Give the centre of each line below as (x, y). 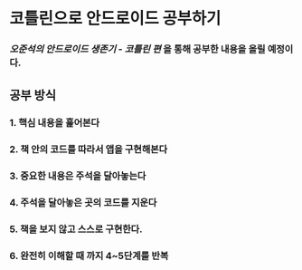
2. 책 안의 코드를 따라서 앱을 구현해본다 (89, 149)
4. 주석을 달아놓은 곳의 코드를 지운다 (83, 203)
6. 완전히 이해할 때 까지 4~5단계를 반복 (89, 256)
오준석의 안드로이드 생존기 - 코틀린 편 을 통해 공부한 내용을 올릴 (137, 49)
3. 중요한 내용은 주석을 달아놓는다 (78, 176)
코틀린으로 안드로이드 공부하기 (115, 19)
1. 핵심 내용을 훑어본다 (55, 123)
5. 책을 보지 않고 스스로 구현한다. (76, 229)
